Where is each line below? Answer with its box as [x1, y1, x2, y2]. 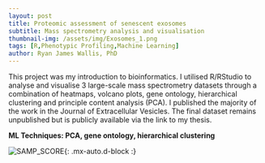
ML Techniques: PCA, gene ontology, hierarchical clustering [8, 131, 216, 140]
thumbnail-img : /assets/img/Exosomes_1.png [8, 34, 158, 43]
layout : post [8, 11, 53, 20]
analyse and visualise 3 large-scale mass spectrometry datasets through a [8, 80, 258, 90]
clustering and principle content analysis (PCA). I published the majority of [8, 98, 257, 107]
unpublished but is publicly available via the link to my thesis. [8, 115, 212, 124]
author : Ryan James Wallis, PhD [8, 49, 118, 58]
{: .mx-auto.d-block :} [63, 147, 136, 156]
